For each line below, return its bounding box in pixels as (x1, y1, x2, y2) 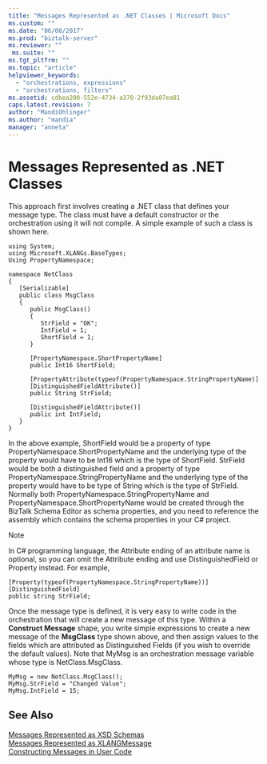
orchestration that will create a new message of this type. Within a (8, 614, 226, 624)
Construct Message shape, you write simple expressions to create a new (8, 623, 250, 633)
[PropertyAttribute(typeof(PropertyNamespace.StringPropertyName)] (29, 375, 260, 383)
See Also (8, 709, 54, 722)
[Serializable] (18, 284, 70, 292)
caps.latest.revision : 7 (8, 101, 91, 109)
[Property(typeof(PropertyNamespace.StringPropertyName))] (8, 578, 209, 586)
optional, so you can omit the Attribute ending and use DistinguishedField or (8, 554, 258, 564)
